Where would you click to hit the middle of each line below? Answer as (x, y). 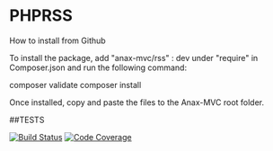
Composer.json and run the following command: (98, 67)
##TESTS (27, 120)
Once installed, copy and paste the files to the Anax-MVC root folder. (137, 102)
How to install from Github (57, 40)
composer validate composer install (75, 84)
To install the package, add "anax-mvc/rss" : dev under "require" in (134, 58)
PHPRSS (41, 16)
